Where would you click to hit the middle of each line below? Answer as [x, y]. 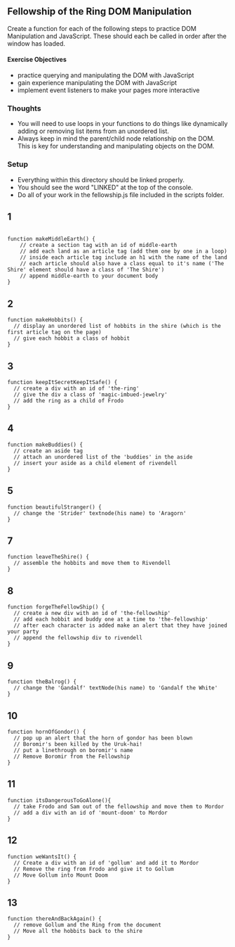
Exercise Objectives [37, 60]
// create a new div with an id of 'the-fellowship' [92, 614]
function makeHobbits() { [45, 320]
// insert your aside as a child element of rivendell [95, 463]
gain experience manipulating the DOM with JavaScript [97, 83]
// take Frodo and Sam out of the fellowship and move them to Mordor [119, 806]
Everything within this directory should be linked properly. [101, 179]
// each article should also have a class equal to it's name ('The [122, 264]
